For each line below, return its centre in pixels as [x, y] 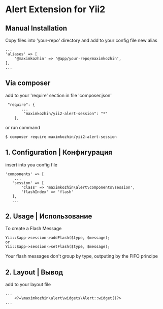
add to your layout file [28, 285]
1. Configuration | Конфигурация [59, 152]
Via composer [28, 83]
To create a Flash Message [34, 229]
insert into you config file [31, 164]
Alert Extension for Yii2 [55, 9]
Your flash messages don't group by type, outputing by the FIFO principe [82, 256]
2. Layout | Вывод [34, 272]
